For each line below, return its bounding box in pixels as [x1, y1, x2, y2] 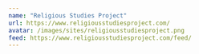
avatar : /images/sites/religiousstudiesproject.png [8, 26, 185, 34]
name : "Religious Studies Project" [8, 11, 128, 20]
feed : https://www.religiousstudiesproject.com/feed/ [8, 33, 193, 42]
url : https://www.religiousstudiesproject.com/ [8, 19, 171, 27]
